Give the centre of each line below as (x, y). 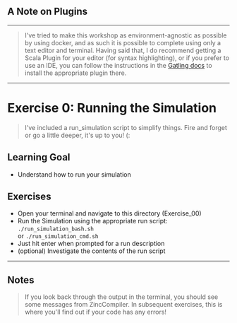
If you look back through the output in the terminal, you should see (121, 297)
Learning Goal (39, 157)
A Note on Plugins (48, 12)
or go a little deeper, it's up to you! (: (77, 135)
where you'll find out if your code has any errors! (96, 312)
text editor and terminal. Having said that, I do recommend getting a (123, 50)
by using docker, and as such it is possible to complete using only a (122, 42)
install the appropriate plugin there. (75, 73)
